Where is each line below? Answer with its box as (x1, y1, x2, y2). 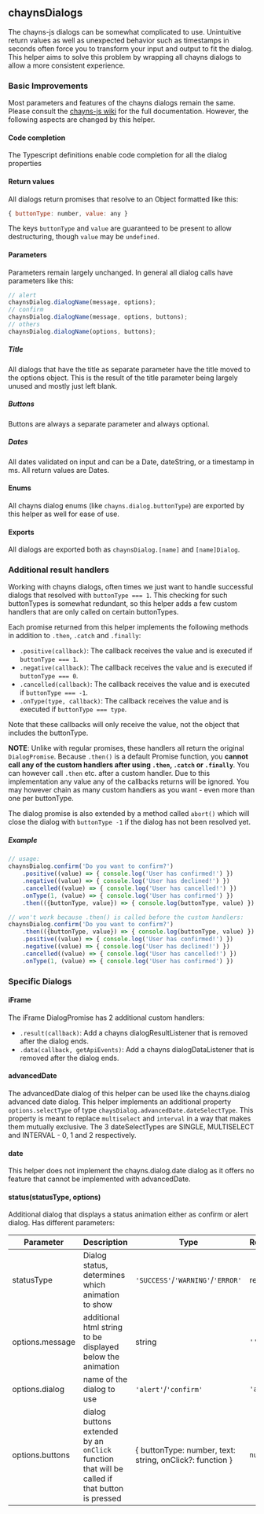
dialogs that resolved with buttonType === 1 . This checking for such (8, 590, 228, 600)
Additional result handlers (8, 564, 110, 575)
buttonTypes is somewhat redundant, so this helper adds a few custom (8, 599, 238, 608)
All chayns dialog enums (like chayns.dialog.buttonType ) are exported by (8, 500, 245, 510)
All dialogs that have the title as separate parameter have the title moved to (8, 364, 251, 374)
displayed (82, 1342, 119, 1353)
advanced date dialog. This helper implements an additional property (8, 1097, 232, 1106)
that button (82, 1483, 124, 1494)
